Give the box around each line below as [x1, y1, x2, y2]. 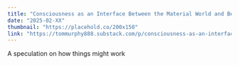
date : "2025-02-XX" [7, 17, 65, 24]
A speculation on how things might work [7, 49, 126, 58]
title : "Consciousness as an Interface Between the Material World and [7, 10, 224, 18]
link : [7, 30, 23, 37]
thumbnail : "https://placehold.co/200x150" [7, 23, 139, 30]
